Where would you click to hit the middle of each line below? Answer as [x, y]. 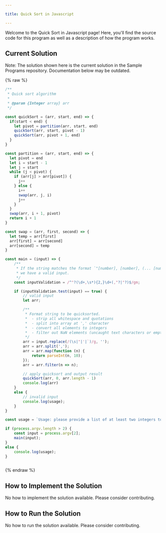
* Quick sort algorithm [32, 94]
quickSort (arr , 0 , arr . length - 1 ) [60, 379]
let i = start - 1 [29, 163]
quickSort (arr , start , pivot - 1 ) [49, 131]
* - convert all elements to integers [66, 328]
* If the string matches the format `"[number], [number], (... [84, 269]
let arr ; [32, 301]
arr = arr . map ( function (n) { [54, 351]
